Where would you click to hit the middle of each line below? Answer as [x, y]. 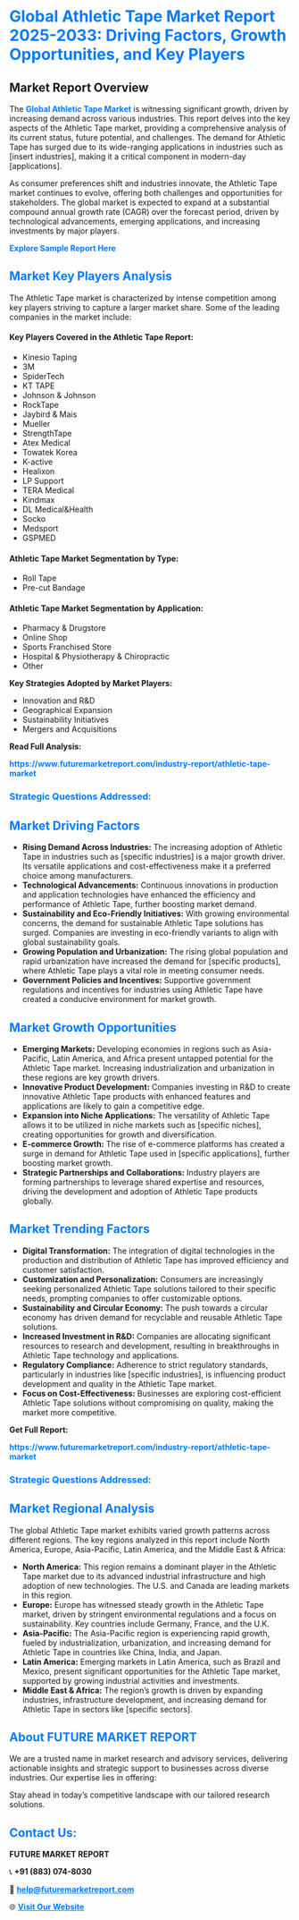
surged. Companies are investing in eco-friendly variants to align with [150, 933]
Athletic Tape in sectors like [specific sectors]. [108, 1709]
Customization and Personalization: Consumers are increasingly [142, 1279]
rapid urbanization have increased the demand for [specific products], [151, 961]
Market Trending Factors [79, 1229]
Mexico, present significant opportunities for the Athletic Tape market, [151, 1671]
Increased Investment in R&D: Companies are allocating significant [146, 1336]
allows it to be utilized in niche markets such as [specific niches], [141, 1125]
